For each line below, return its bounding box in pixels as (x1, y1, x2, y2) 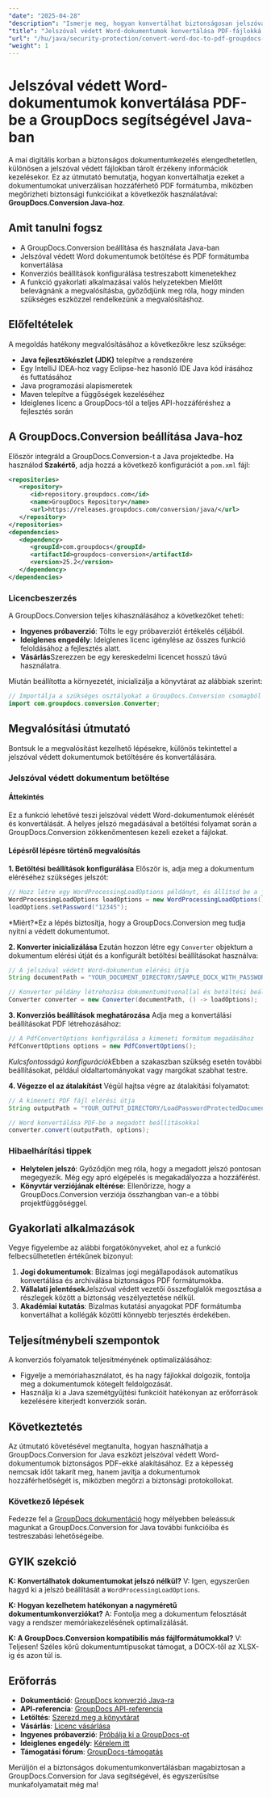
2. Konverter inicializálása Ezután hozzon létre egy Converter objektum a (8, 942, 253, 951)
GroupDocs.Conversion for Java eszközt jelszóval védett (8, 1450, 197, 1460)
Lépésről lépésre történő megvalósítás (8, 846, 141, 855)
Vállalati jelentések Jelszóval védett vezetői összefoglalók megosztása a (19, 1284, 262, 1294)
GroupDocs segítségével (40, 111, 210, 129)
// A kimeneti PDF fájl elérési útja (8, 1096, 135, 1104)
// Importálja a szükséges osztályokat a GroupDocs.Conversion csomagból (8, 692, 262, 700)
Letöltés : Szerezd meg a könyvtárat (19, 1712, 140, 1722)
